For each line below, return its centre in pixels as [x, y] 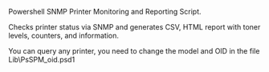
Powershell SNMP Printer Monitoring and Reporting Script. [105, 12]
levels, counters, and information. [63, 36]
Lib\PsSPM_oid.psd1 [42, 60]
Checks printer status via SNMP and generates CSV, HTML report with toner [134, 27]
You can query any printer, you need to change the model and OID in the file [134, 51]
